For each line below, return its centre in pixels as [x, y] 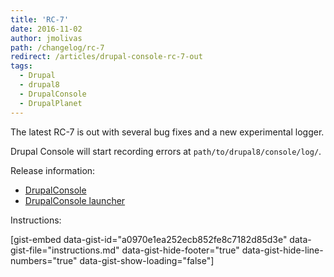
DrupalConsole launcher [75, 200]
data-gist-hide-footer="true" [180, 250]
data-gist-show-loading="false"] [147, 260]
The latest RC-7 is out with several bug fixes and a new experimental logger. [167, 132]
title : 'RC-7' [40, 19]
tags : [21, 66]
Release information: [53, 170]
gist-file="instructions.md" [65, 250]
